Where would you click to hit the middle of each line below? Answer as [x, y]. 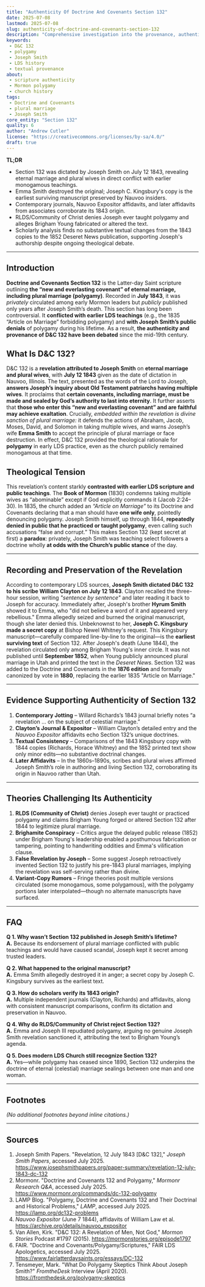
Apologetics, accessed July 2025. [58, 1252]
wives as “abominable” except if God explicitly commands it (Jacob [91, 500]
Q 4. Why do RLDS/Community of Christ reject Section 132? [83, 1024]
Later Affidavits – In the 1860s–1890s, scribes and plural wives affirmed [106, 760]
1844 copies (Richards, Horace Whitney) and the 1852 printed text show [106, 747]
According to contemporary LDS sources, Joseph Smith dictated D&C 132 [100, 585]
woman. [16, 1075]
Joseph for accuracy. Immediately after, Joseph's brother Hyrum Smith [96, 604]
